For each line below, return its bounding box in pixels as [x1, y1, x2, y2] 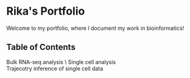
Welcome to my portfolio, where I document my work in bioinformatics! [6, 24, 185, 32]
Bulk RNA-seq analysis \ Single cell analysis [6, 58, 116, 65]
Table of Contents [6, 42, 76, 52]
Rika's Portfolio [6, 4, 85, 18]
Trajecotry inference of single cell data [6, 65, 104, 72]
